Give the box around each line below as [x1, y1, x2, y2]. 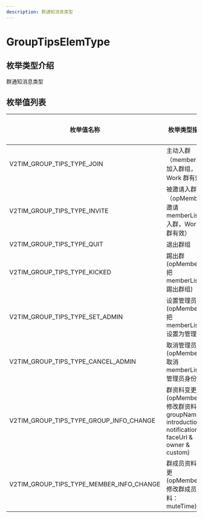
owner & [166, 440, 190, 449]
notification [166, 425, 199, 434]
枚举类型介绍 [6, 61, 54, 71]
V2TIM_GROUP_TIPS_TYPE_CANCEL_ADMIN [9, 357, 137, 366]
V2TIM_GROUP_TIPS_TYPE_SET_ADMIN [9, 313, 123, 321]
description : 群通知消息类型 [6, 8, 74, 15]
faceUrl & [166, 433, 193, 442]
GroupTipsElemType [6, 35, 111, 48]
